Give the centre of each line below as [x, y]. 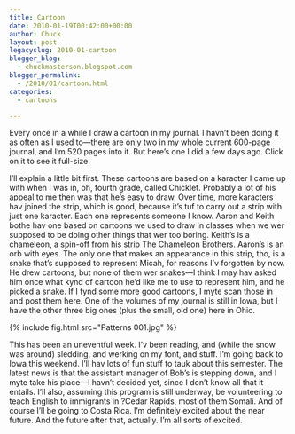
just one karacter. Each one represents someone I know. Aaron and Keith [142, 216]
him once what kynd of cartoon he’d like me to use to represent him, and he [147, 282]
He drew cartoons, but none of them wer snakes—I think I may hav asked [143, 272]
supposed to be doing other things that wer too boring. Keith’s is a [129, 235]
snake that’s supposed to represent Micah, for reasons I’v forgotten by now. [147, 264]
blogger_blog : [35, 59]
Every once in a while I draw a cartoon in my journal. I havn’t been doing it [144, 133]
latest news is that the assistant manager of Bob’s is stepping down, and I [143, 373]
